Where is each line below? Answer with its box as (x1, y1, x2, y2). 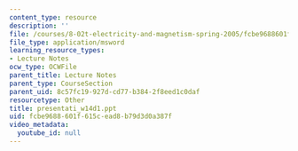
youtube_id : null (17, 129, 82, 138)
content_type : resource (9, 12, 98, 22)
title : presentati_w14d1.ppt (9, 104, 117, 113)
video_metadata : (9, 121, 69, 130)
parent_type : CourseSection (9, 79, 114, 88)
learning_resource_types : (9, 46, 105, 55)
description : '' (9, 21, 69, 30)
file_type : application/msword (9, 37, 125, 47)
